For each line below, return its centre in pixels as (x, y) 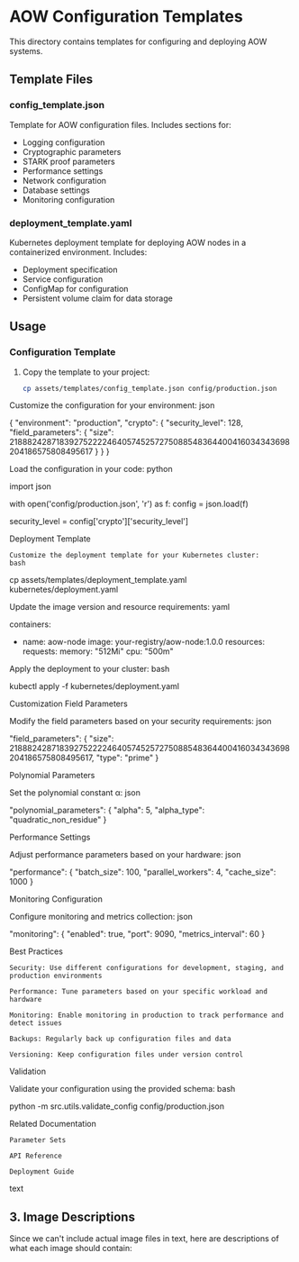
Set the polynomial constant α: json (75, 793)
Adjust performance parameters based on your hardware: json (125, 855)
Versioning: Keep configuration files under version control (127, 1055)
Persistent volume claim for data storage (97, 298)
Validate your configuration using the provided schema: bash (122, 1089)
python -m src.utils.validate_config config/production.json (117, 1106)
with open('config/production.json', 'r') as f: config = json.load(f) (129, 504)
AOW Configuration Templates (126, 17)
